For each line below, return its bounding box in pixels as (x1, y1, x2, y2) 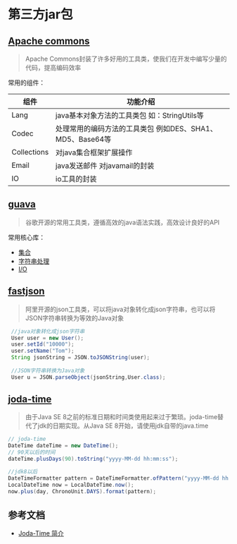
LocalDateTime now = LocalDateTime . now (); (8, 481, 134, 488)
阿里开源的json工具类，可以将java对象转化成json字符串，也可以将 (25, 305, 216, 313)
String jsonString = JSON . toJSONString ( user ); (11, 354, 150, 361)
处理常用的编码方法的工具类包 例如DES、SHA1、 (56, 124, 217, 133)
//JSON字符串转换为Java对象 (11, 367, 85, 374)
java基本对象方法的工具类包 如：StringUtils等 (56, 111, 205, 120)
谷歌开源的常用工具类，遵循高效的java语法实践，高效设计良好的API (25, 218, 220, 226)
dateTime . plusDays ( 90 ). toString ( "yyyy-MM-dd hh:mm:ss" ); (8, 456, 179, 463)
